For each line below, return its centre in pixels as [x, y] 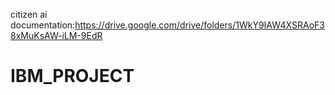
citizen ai [29, 14]
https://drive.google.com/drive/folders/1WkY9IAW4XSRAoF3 [199, 25]
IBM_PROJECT [72, 76]
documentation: [43, 25]
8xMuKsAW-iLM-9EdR [56, 35]
